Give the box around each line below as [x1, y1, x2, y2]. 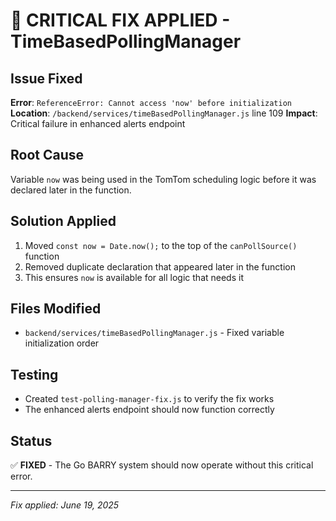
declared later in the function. [10, 184, 132, 196]
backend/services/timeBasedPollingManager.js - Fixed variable [24, 327, 285, 339]
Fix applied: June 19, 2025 [10, 499, 120, 511]
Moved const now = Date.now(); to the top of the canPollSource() [24, 239, 298, 251]
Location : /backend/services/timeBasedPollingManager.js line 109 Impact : [10, 107, 318, 119]
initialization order [24, 337, 100, 349]
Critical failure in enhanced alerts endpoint [10, 118, 186, 129]
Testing [10, 366, 59, 383]
